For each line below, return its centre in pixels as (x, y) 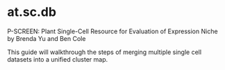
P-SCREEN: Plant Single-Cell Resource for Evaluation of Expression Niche (112, 31)
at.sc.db (32, 12)
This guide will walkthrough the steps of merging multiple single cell (105, 52)
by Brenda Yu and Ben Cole (47, 38)
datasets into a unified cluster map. (58, 59)
